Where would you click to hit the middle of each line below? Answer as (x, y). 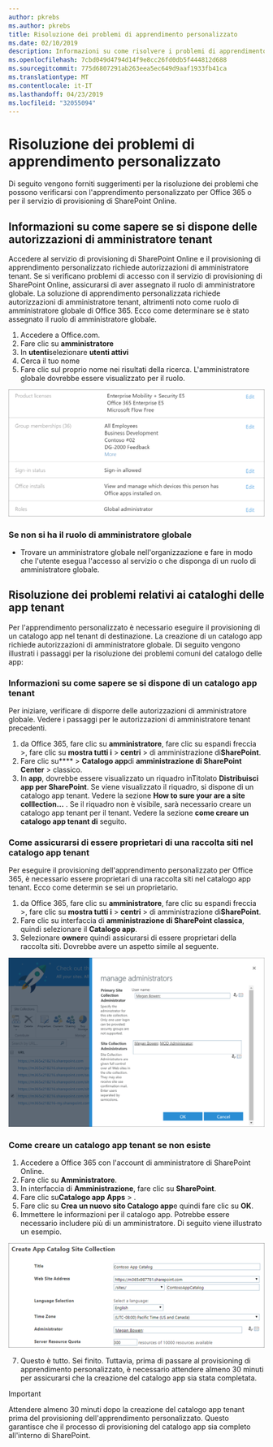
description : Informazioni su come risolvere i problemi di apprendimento (138, 52)
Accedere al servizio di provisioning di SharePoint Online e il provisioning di (135, 259)
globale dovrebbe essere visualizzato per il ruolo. (102, 379)
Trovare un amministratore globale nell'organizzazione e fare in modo (136, 552)
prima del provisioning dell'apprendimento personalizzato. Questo (119, 1418)
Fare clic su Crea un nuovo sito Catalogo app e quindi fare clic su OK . (137, 1206)
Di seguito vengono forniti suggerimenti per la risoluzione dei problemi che (133, 184)
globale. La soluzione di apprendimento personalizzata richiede (115, 293)
